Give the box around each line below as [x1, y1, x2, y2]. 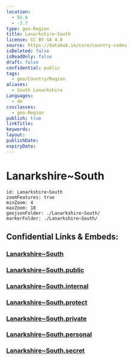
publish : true [6, 115, 42, 121]
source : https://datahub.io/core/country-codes [6, 43, 128, 49]
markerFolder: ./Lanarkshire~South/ [6, 215, 98, 222]
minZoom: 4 [6, 199, 34, 205]
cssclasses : [6, 104, 36, 110]
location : [6, 8, 31, 15]
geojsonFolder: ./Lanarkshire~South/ [6, 210, 101, 216]
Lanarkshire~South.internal [6, 282, 89, 290]
